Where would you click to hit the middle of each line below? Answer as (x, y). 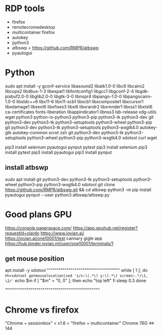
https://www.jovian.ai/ (62, 233)
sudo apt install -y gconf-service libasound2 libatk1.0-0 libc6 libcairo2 (75, 86)
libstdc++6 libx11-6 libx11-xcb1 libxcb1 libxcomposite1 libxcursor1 (80, 101)
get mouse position (35, 259)
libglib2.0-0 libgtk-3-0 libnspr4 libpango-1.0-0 (76, 96)
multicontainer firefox (33, 32)
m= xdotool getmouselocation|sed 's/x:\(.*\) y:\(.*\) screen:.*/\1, (77, 276)
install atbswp (27, 167)
